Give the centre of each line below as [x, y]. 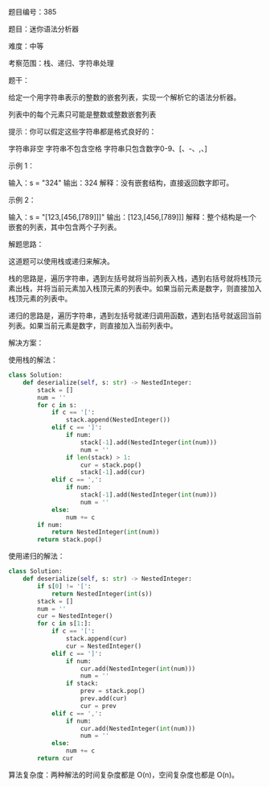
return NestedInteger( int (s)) [102, 594]
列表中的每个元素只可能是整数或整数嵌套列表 [82, 114]
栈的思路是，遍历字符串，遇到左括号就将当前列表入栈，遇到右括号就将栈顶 [131, 278]
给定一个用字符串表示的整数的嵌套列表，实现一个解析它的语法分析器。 [125, 97]
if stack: [82, 684]
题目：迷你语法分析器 [43, 29]
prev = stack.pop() [113, 691]
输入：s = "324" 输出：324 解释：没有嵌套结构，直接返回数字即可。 [121, 183]
